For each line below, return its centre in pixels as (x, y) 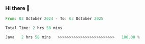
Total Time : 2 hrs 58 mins (34, 28)
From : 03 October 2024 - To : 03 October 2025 (54, 19)
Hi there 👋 (18, 8)
